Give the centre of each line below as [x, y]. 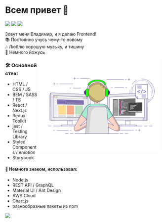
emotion [27, 152]
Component [24, 147]
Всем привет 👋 [37, 10]
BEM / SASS [25, 95]
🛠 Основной [21, 65]
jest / [18, 126]
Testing [20, 132]
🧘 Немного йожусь [25, 52]
